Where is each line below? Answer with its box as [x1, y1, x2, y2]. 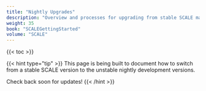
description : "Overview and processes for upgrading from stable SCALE [6, 15, 193, 21]
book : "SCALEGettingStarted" [6, 25, 81, 32]
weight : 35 [6, 20, 34, 26]
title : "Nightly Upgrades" [6, 8, 75, 15]
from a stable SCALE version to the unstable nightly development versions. [6, 66, 196, 73]
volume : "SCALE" [6, 32, 48, 38]
